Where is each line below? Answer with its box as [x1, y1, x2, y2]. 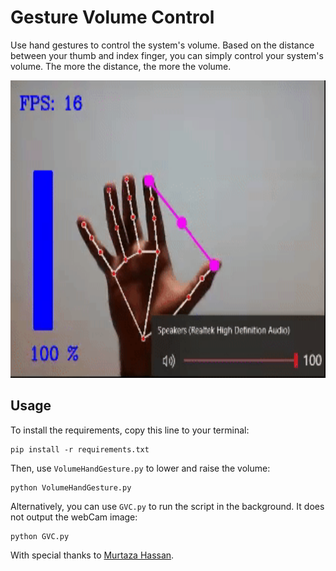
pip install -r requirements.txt [10, 444, 150, 455]
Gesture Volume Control [10, 6, 215, 29]
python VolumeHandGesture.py [10, 482, 132, 493]
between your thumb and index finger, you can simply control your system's [10, 49, 324, 61]
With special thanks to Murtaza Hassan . [10, 549, 175, 561]
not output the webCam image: [10, 511, 138, 523]
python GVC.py [10, 531, 70, 541]
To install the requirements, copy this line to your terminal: [10, 424, 250, 436]
